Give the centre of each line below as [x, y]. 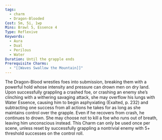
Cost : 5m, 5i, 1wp [23, 23]
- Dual [16, 46]
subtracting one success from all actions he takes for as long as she [73, 108]
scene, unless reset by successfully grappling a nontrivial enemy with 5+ [78, 128]
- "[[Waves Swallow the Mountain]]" [46, 68]
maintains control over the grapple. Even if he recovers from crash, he [75, 113]
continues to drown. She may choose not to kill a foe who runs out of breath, [81, 118]
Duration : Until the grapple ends [40, 59]
